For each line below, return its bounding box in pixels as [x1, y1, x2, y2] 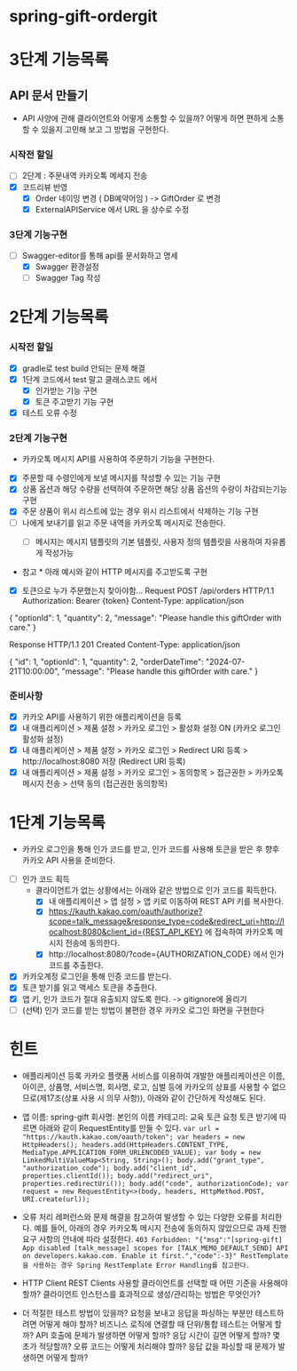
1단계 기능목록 [9, 813, 106, 833]
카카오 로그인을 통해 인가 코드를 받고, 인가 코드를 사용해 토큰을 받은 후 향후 [21, 844, 280, 854]
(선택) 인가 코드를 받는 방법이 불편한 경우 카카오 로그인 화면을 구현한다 [21, 1005, 264, 1015]
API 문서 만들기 [9, 87, 89, 103]
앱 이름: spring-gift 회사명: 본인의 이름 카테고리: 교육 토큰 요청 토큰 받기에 [21, 1111, 277, 1122]
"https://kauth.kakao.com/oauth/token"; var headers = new [21, 1132, 246, 1142]
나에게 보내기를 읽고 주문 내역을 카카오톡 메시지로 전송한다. [21, 517, 226, 528]
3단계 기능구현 [9, 228, 68, 241]
